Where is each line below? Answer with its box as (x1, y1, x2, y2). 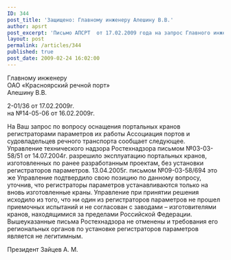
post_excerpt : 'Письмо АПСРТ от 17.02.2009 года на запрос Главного (7, 29, 211, 36)
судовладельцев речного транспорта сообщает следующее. (7, 137, 186, 145)
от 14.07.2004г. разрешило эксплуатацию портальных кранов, (23, 151, 208, 160)
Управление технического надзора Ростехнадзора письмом (7, 144, 185, 152)
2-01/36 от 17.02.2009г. (7, 101, 74, 110)
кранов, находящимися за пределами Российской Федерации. (7, 210, 192, 218)
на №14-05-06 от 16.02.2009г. (7, 109, 95, 117)
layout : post (7, 36, 45, 43)
